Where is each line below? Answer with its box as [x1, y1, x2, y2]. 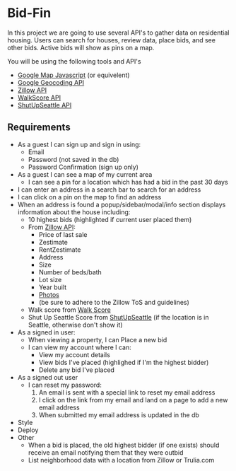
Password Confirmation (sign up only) [28, 163, 139, 171]
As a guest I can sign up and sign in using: [17, 140, 141, 149]
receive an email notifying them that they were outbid [28, 448, 184, 457]
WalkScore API [17, 93, 61, 102]
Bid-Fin [7, 5, 52, 21]
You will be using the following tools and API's [7, 57, 141, 65]
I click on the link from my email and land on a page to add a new [38, 395, 228, 404]
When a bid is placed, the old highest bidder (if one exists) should [28, 441, 220, 449]
